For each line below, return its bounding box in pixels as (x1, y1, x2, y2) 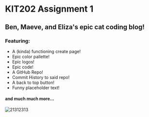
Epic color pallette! (12, 54, 50, 59)
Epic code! (12, 64, 34, 70)
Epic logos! (12, 58, 35, 64)
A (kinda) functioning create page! (12, 48, 81, 54)
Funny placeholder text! (12, 84, 60, 91)
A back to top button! (12, 79, 55, 85)
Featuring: (5, 38, 30, 44)
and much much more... (5, 96, 54, 102)
